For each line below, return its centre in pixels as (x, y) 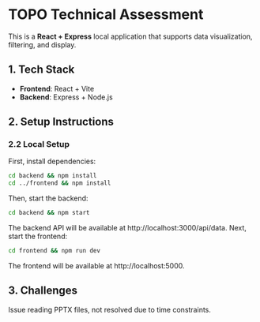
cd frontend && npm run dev (55, 251)
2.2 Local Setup (39, 144)
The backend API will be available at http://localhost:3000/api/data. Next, (128, 228)
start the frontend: (38, 236)
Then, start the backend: (48, 198)
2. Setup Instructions (61, 122)
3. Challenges (43, 291)
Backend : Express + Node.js (66, 97)
